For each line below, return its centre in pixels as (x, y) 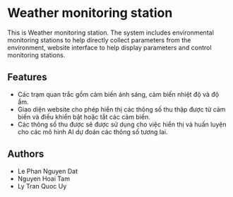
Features (27, 77)
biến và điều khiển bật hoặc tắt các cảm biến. (84, 117)
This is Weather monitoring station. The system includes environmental (110, 32)
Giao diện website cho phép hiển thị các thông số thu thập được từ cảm (121, 109)
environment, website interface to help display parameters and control (109, 47)
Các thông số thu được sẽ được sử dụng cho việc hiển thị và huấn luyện (122, 124)
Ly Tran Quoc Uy (42, 186)
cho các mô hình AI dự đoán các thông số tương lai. (92, 131)
